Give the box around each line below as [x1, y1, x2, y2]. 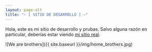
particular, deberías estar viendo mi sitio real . [5, 31, 101, 37]
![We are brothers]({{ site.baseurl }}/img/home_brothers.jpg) [5, 41, 133, 47]
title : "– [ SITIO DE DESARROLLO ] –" [5, 12, 88, 17]
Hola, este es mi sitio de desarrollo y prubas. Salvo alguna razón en [5, 26, 147, 32]
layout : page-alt [5, 7, 42, 13]
